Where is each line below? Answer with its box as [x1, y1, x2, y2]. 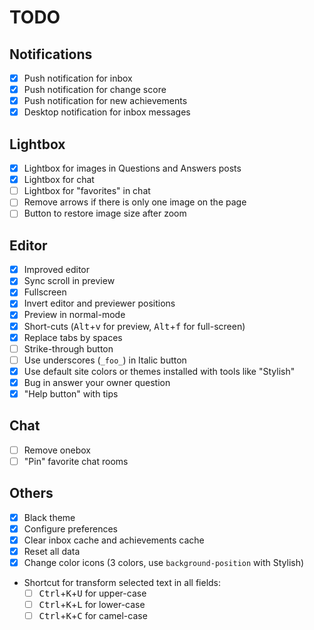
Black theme [23, 511, 76, 523]
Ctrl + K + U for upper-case [38, 587, 147, 599]
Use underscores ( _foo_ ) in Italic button [23, 354, 187, 366]
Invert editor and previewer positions [23, 297, 176, 310]
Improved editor [23, 264, 91, 276]
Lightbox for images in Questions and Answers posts [23, 162, 242, 175]
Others [9, 485, 54, 502]
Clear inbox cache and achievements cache [23, 534, 205, 546]
